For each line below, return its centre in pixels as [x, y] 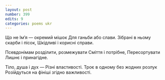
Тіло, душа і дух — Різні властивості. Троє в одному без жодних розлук [81, 67]
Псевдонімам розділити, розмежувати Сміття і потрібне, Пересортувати [83, 52]
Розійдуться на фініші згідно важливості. [48, 73]
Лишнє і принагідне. [27, 58]
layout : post [19, 10]
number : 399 [17, 14]
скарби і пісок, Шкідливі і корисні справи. [49, 43]
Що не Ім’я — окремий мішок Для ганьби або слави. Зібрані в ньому [78, 38]
